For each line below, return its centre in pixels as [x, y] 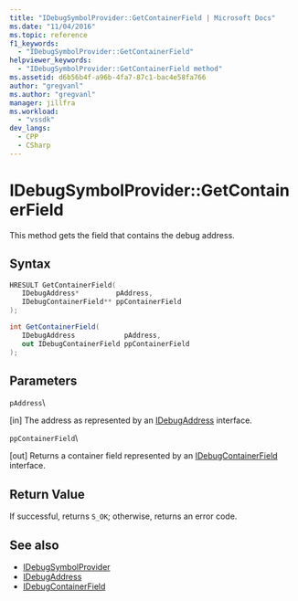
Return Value [47, 494]
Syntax [30, 264]
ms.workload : [34, 111]
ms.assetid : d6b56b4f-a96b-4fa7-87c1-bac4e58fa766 [108, 78]
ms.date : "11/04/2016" [53, 26]
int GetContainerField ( [55, 327]
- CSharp [34, 145]
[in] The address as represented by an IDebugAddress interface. [131, 420]
